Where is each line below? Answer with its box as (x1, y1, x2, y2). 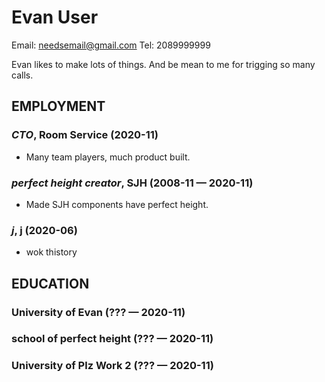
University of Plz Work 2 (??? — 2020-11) (11, 359, 214, 373)
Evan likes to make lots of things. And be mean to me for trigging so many (11, 58, 316, 70)
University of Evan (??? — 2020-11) (11, 305, 186, 319)
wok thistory (25, 246, 78, 258)
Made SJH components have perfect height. (25, 198, 209, 210)
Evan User (11, 6, 99, 29)
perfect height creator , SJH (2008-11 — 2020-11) (11, 176, 254, 190)
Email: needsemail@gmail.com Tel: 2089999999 (11, 39, 211, 51)
